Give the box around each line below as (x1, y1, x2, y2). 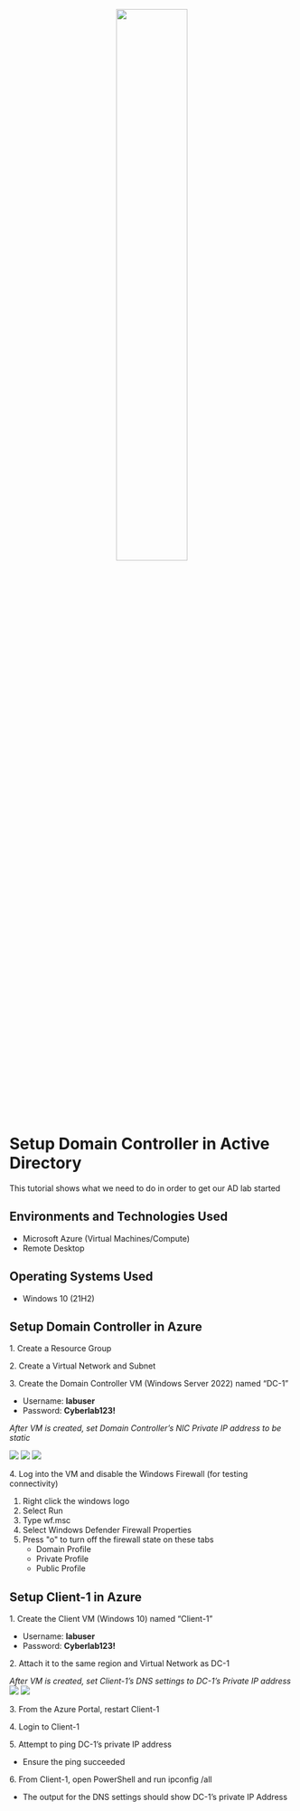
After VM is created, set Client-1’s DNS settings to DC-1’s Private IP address (9, 1675, 292, 1687)
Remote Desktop (22, 1243, 85, 1253)
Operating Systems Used (9, 1269, 154, 1284)
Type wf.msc (22, 1515, 71, 1526)
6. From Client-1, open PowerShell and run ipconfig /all (9, 1774, 212, 1785)
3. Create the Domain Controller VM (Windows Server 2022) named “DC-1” (9, 1378, 289, 1389)
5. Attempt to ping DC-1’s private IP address (9, 1739, 172, 1750)
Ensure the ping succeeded (22, 1757, 126, 1768)
